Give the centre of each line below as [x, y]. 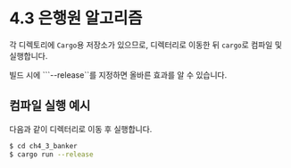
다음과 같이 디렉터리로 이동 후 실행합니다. [81, 129]
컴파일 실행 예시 [50, 106]
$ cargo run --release [51, 154]
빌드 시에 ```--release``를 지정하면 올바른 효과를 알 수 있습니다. [118, 75]
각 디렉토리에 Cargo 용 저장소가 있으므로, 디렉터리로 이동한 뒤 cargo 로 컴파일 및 [146, 45]
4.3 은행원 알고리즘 [76, 18]
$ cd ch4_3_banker [43, 146]
